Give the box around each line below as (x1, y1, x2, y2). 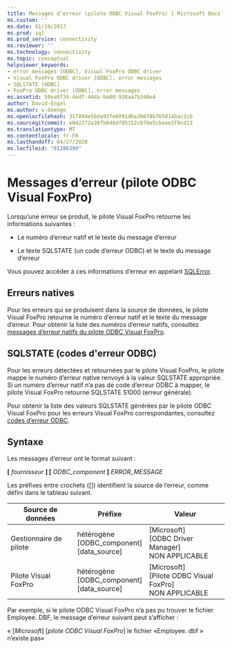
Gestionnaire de (10, 534, 62, 543)
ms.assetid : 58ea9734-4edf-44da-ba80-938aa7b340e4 (7, 94, 156, 101)
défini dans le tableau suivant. (7, 489, 93, 497)
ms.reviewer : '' (7, 42, 54, 49)
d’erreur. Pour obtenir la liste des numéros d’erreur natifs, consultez (7, 320, 199, 328)
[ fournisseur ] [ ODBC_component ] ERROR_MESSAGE (7, 468, 164, 476)
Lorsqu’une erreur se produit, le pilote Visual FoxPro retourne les (7, 212, 191, 220)
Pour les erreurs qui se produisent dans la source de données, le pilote (7, 305, 209, 314)
